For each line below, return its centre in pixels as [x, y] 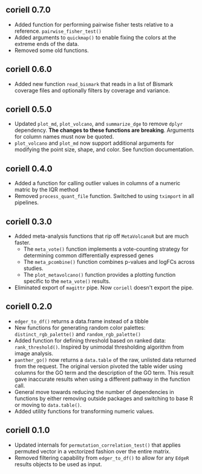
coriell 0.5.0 [29, 109]
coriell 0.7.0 [28, 10]
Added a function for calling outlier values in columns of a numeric [97, 183]
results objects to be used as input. [58, 464]
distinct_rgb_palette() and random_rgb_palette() [78, 334]
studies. [33, 268]
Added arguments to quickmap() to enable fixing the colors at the [95, 37]
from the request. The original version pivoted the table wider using [98, 366]
